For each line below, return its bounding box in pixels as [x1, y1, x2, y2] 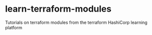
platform [5, 24, 22, 30]
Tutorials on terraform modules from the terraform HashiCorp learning [5, 19, 148, 25]
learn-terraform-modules [5, 3, 112, 15]
